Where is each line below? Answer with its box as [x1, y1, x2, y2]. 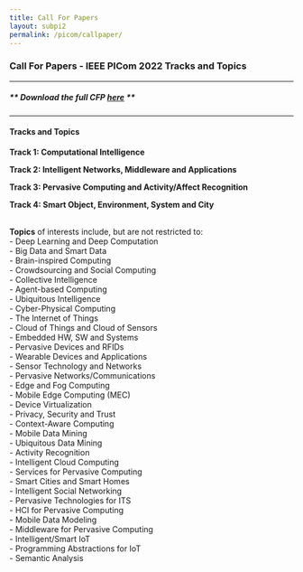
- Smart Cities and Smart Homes [9, 475, 130, 486]
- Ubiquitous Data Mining [9, 437, 103, 448]
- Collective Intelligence [9, 274, 97, 285]
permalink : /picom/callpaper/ [9, 30, 124, 39]
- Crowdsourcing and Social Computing [9, 264, 157, 276]
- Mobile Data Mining [9, 427, 87, 438]
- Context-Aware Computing [9, 417, 115, 429]
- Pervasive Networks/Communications [9, 370, 156, 380]
